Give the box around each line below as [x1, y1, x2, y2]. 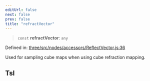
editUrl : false [5, 7, 37, 12]
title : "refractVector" [5, 21, 55, 26]
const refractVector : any [17, 35, 68, 41]
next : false [5, 12, 30, 17]
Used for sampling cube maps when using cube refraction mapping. [5, 54, 146, 60]
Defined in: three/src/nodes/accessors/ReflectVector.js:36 [5, 44, 125, 50]
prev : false [5, 16, 30, 21]
